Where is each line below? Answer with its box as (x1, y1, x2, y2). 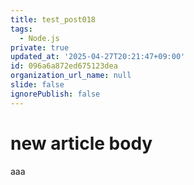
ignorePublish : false (10, 89, 101, 99)
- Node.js (19, 33, 60, 43)
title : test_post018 (10, 14, 97, 25)
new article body (10, 132, 153, 155)
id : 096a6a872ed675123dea (10, 61, 118, 71)
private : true (10, 42, 70, 53)
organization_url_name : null (10, 71, 132, 81)
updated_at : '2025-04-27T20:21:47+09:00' (10, 52, 186, 62)
